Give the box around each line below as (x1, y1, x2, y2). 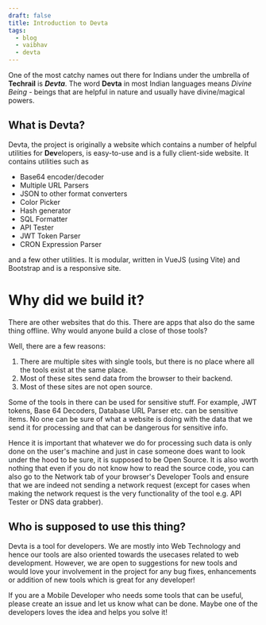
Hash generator (19, 206, 71, 215)
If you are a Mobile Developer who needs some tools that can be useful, (8, 590, 244, 600)
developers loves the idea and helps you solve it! (8, 607, 168, 616)
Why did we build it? (8, 291, 145, 309)
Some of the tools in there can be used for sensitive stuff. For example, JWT (8, 397, 257, 407)
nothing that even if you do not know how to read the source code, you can (8, 463, 255, 473)
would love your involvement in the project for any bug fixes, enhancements (8, 566, 256, 576)
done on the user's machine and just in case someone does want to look (8, 446, 246, 456)
